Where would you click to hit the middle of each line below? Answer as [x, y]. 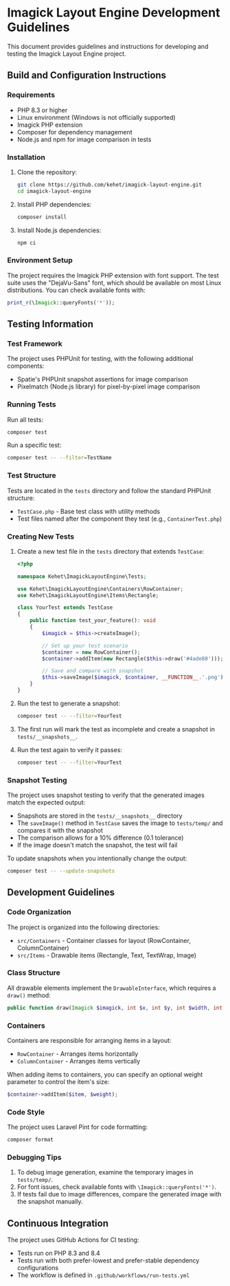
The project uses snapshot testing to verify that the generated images [106, 795]
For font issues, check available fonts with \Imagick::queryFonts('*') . [116, 1187]
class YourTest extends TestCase [65, 608]
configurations [38, 1268]
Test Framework [35, 344]
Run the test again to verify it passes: [69, 749]
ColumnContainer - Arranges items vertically [79, 1061]
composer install [42, 217]
